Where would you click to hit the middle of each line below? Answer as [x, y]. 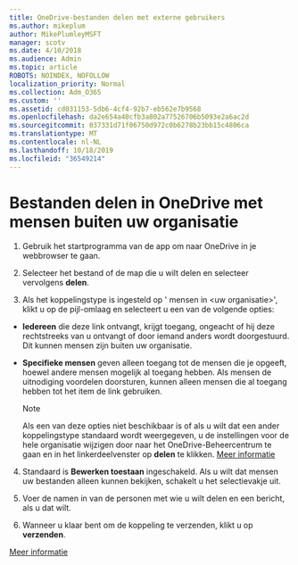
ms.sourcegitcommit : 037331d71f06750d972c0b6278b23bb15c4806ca [129, 126]
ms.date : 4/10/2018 [46, 51]
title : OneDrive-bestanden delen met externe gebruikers [117, 17]
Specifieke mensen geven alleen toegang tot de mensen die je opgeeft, [154, 363]
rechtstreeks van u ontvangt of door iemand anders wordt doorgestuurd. [156, 337]
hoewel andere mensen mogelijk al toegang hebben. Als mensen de [147, 372]
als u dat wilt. [46, 508]
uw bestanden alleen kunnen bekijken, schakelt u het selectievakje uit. [151, 481]
